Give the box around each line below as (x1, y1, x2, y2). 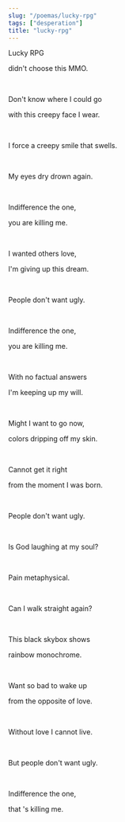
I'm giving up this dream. (8, 264, 89, 274)
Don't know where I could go (8, 95, 103, 104)
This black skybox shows (8, 635, 91, 644)
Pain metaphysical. (8, 573, 70, 582)
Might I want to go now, (8, 419, 85, 429)
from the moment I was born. (8, 480, 103, 490)
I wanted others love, (8, 249, 77, 259)
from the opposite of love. (8, 696, 93, 706)
